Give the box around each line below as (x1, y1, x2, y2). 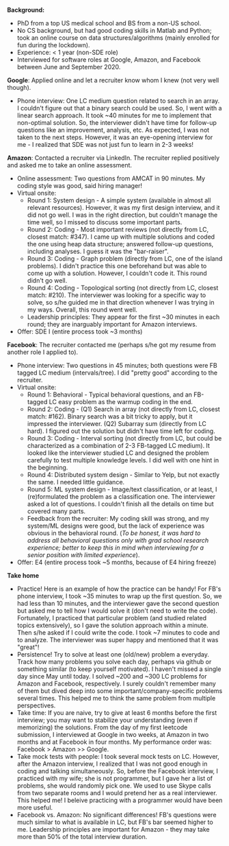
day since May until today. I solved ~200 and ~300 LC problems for (16, 672, 207, 680)
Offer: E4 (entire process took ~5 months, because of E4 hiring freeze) (16, 559, 217, 566)
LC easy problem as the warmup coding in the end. (49, 398, 193, 406)
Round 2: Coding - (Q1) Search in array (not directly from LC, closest (27, 405, 220, 413)
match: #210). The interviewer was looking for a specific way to (27, 291, 206, 299)
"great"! (16, 643, 40, 651)
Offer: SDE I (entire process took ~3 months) (16, 327, 143, 336)
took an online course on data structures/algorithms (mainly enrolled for (16, 34, 220, 42)
